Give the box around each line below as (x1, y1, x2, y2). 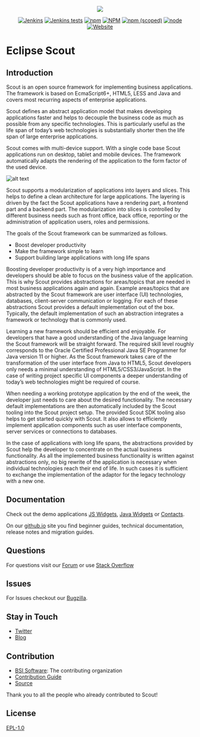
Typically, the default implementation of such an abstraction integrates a (6, 310, 183, 317)
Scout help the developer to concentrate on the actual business (6, 446, 162, 453)
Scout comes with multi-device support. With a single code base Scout (6, 145, 180, 151)
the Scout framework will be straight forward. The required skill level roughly (6, 340, 194, 347)
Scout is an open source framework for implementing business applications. (6, 83, 193, 91)
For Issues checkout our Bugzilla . (6, 595, 88, 602)
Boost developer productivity (14, 241, 86, 248)
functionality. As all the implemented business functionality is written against (6, 452, 194, 459)
